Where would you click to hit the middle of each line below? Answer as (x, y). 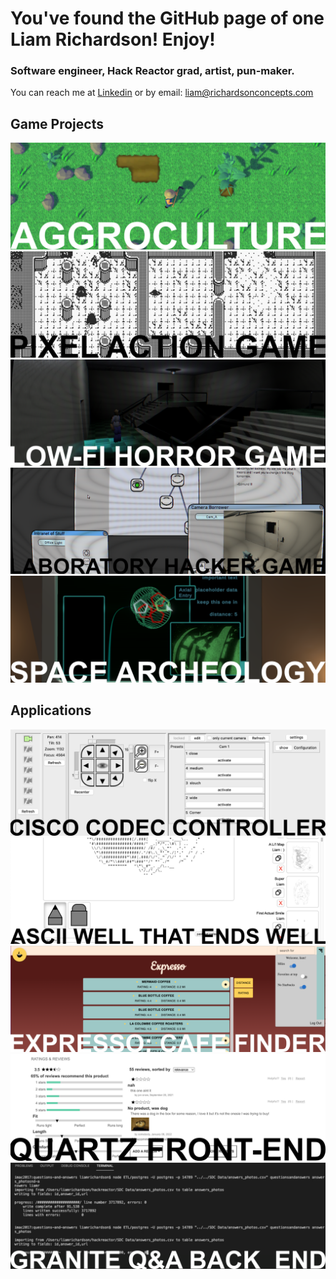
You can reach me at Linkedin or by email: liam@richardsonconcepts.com (162, 93)
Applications (51, 710)
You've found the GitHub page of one (167, 18)
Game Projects (57, 123)
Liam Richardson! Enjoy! (113, 39)
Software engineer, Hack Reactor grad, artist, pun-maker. (152, 71)
